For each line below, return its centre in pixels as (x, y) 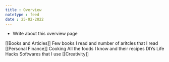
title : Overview (23, 10)
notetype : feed (22, 15)
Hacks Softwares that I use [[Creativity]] (47, 54)
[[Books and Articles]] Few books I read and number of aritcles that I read (82, 43)
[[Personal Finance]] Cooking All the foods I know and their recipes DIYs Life (85, 49)
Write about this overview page (45, 34)
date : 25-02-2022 (24, 19)
